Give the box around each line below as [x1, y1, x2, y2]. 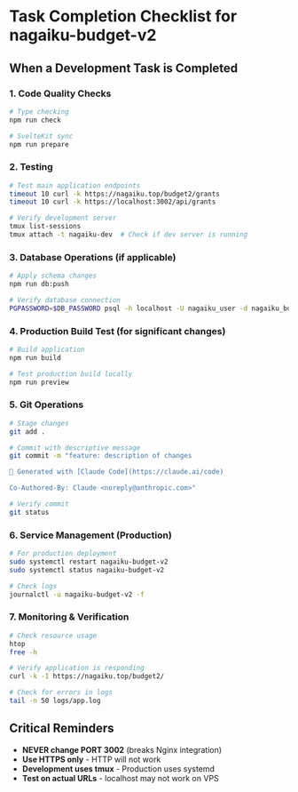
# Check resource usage [9, 631, 98, 640]
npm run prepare [9, 140, 69, 148]
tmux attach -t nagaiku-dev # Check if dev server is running [9, 230, 248, 239]
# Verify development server [9, 213, 117, 223]
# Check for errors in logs [9, 688, 114, 697]
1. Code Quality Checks [9, 87, 112, 100]
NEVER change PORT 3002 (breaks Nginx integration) [21, 744, 223, 755]
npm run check [9, 116, 62, 124]
